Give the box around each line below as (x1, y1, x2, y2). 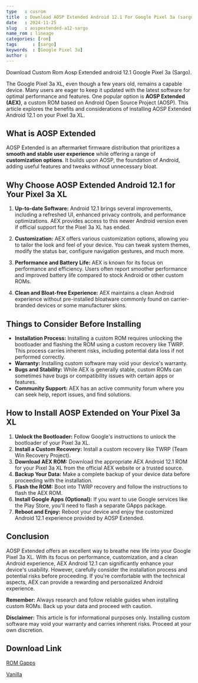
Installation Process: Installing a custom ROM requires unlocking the (14, 334, 183, 342)
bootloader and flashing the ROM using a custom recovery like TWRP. (14, 341, 184, 348)
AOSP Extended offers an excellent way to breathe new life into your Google (6, 547, 191, 554)
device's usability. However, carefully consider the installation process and (6, 566, 187, 573)
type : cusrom (6, 8, 46, 15)
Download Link (6, 643, 62, 654)
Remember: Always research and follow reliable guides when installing (6, 596, 179, 603)
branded (14, 302, 36, 309)
